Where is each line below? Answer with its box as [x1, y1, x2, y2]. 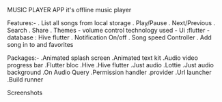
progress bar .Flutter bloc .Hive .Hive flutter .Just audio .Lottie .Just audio [7, 61, 214, 69]
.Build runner [7, 75, 44, 84]
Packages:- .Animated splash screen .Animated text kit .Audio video [7, 54, 198, 62]
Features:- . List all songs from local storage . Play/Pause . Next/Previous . [7, 19, 216, 27]
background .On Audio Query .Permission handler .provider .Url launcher [7, 68, 212, 76]
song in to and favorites [7, 41, 74, 48]
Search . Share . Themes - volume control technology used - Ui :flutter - [7, 27, 210, 34]
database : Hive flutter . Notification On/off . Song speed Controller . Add [7, 33, 212, 41]
